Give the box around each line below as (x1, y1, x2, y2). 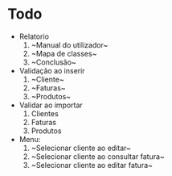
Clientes (31, 108, 59, 118)
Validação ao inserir (18, 65, 85, 75)
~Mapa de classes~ (31, 48, 97, 58)
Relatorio (18, 31, 50, 41)
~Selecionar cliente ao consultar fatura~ (31, 151, 166, 161)
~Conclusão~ (31, 57, 77, 67)
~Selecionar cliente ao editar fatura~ (31, 160, 154, 170)
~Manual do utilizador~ (31, 40, 109, 49)
